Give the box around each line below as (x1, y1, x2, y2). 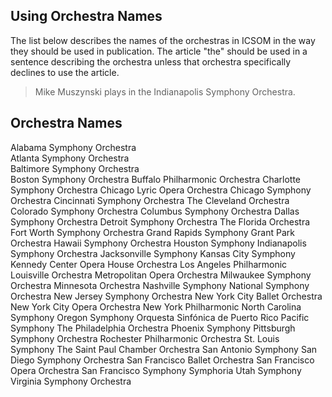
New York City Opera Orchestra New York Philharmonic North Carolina (10, 300, 302, 313)
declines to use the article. (10, 66, 120, 78)
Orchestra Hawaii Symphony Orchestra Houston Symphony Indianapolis (10, 237, 307, 249)
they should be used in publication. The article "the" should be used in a (10, 45, 308, 57)
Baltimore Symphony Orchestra (10, 162, 140, 174)
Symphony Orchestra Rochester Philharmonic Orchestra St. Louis (10, 332, 280, 344)
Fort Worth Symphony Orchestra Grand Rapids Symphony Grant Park (10, 226, 295, 238)
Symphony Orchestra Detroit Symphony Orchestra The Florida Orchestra (10, 215, 311, 228)
